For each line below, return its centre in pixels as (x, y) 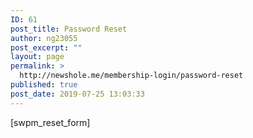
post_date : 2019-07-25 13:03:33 (77, 94)
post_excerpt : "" (46, 47)
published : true (44, 85)
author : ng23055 (44, 38)
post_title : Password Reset (69, 29)
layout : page (37, 57)
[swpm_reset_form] (50, 122)
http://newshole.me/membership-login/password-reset (131, 76)
